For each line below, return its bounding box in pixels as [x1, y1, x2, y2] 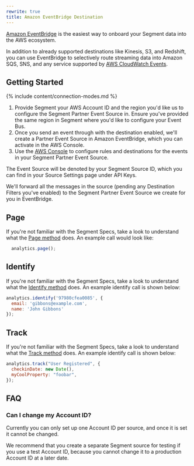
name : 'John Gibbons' [11, 306, 64, 312]
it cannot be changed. [6, 431, 59, 438]
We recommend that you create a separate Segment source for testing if [6, 442, 181, 449]
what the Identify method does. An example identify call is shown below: [6, 283, 181, 291]
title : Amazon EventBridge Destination [6, 14, 103, 20]
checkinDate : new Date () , [11, 366, 75, 372]
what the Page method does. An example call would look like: [6, 234, 154, 241]
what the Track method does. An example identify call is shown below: [6, 350, 176, 357]
